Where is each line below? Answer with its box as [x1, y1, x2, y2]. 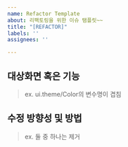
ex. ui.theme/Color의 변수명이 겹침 [24, 90, 122, 98]
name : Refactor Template [7, 10, 80, 17]
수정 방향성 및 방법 [7, 113, 82, 125]
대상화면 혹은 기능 [7, 70, 80, 82]
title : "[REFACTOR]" [7, 23, 68, 30]
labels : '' [7, 29, 39, 37]
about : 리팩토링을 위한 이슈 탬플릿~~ [7, 17, 103, 24]
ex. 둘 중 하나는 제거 [24, 132, 81, 141]
